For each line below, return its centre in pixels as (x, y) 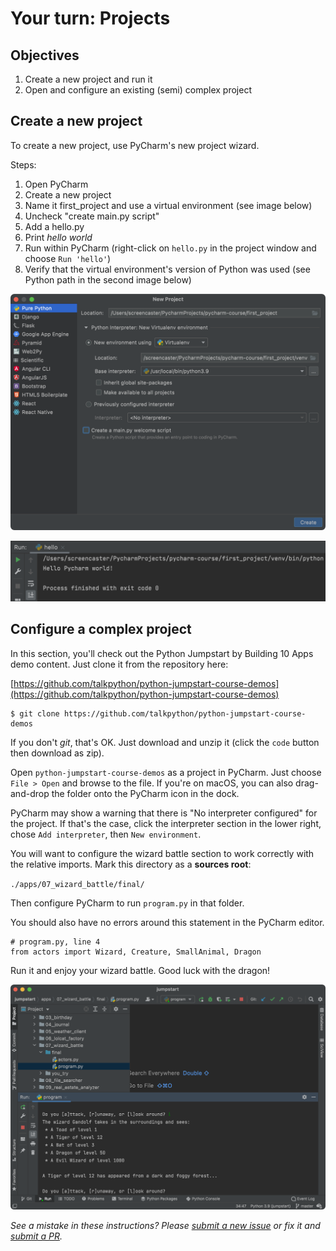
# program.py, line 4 (55, 942)
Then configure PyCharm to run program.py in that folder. (127, 903)
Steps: (23, 164)
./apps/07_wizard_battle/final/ (77, 884)
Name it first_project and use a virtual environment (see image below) (168, 205)
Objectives (45, 55)
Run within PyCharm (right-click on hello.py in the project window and (170, 248)
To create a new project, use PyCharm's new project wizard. (135, 145)
